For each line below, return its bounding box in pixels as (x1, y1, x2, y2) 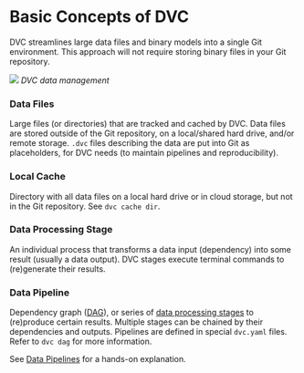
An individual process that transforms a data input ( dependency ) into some (9, 243, 292, 254)
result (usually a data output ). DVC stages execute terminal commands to (9, 254, 285, 264)
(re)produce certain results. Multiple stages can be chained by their (9, 316, 263, 327)
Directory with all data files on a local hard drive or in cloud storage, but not (9, 191, 294, 202)
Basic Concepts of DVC (9, 6, 190, 27)
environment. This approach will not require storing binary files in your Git (9, 46, 287, 57)
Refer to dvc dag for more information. (9, 336, 152, 347)
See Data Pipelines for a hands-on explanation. (9, 354, 186, 365)
